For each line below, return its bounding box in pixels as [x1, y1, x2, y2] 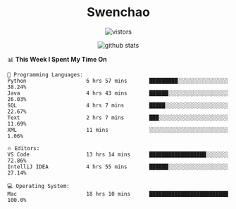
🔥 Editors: [7, 144, 40, 151]
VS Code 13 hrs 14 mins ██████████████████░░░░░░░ [7, 151, 229, 158]
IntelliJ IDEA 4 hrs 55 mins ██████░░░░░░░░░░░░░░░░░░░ [7, 163, 229, 170]
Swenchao [87, 4, 150, 20]
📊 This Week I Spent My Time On [7, 55, 107, 63]
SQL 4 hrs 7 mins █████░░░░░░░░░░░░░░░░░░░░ [7, 102, 229, 109]
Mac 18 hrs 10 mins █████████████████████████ [7, 190, 229, 197]
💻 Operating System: [7, 182, 70, 189]
